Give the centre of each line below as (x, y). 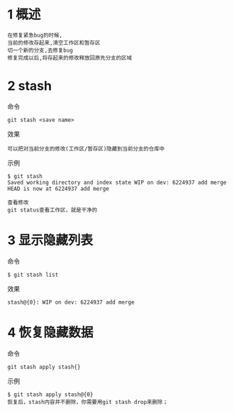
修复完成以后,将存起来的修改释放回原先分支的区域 (70, 57)
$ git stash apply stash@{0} (50, 395)
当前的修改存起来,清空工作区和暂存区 (54, 43)
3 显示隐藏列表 (50, 240)
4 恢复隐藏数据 (50, 332)
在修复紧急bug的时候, (35, 35)
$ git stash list (33, 275)
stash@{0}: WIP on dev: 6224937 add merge (71, 302)
